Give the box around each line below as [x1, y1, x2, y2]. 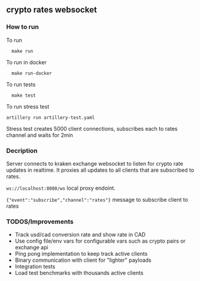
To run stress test [6, 103, 50, 110]
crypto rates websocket [6, 5, 97, 15]
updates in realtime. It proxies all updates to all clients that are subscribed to [6, 166, 195, 174]
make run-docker [11, 70, 52, 76]
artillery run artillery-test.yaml [6, 114, 95, 121]
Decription [6, 147, 38, 155]
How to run [6, 23, 39, 31]
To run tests [6, 80, 36, 88]
